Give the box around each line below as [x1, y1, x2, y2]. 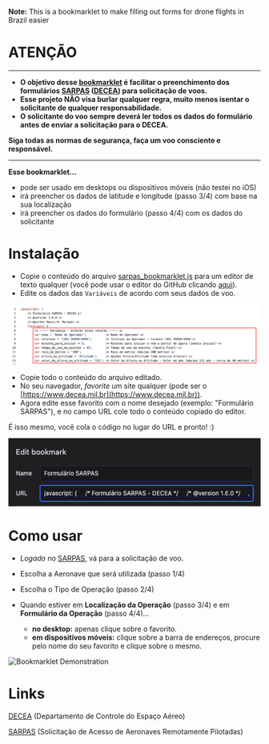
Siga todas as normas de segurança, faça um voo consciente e [8, 135, 222, 145]
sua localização [19, 200, 72, 209]
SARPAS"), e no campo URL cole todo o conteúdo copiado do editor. [19, 406, 247, 416]
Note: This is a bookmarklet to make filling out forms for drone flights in [8, 7, 244, 16]
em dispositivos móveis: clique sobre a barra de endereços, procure [31, 633, 260, 642]
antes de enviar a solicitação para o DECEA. [19, 119, 169, 129]
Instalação [8, 245, 80, 263]
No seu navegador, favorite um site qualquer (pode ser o [19, 381, 207, 391]
